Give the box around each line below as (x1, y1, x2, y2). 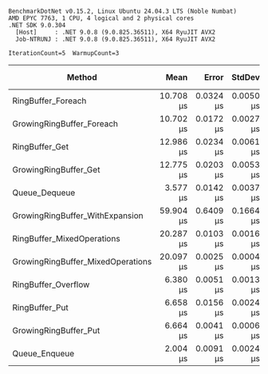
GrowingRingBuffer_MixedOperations (12, 257, 152, 267)
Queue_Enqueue (12, 348, 75, 359)
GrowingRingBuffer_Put (12, 325, 100, 336)
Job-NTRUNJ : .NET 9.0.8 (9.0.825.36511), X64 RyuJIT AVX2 (15, 35, 216, 43)
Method (66, 72, 97, 82)
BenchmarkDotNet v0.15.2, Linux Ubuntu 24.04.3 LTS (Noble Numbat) (8, 7, 238, 15)
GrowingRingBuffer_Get (12, 165, 100, 175)
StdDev (231, 72, 261, 82)
